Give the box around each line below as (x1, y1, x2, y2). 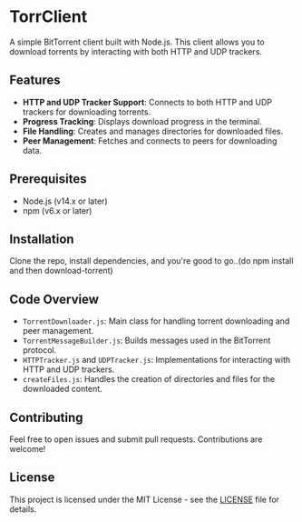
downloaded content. (22, 384, 102, 395)
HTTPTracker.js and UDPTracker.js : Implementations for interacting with (22, 355, 291, 366)
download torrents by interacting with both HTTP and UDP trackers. (9, 45, 263, 56)
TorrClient (9, 6, 88, 27)
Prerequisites (9, 171, 87, 187)
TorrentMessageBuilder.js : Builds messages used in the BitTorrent (22, 335, 271, 346)
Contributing (9, 409, 83, 425)
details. (9, 503, 37, 515)
